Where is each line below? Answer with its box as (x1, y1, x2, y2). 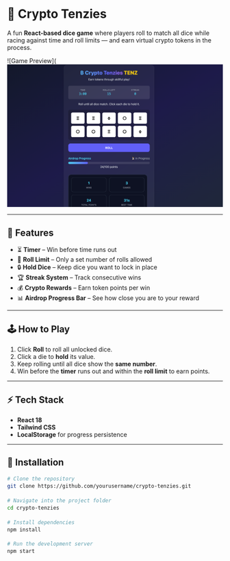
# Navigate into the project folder (7, 497, 112, 504)
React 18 (16, 416, 42, 424)
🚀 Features (7, 227, 54, 238)
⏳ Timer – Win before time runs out (16, 245, 117, 253)
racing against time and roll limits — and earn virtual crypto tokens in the (7, 36, 212, 44)
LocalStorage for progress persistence (16, 430, 128, 438)
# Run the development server (7, 540, 94, 547)
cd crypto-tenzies (7, 504, 60, 511)
